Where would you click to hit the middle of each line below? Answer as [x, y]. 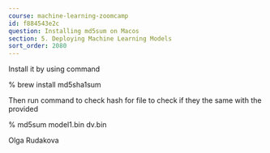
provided [24, 109]
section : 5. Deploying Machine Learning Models [90, 38]
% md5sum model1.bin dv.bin [58, 125]
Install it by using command [54, 69]
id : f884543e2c [34, 23]
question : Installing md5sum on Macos [74, 31]
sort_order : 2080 [38, 46]
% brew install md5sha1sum [55, 85]
